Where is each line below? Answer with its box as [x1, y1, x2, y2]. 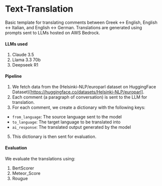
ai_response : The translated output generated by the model [12, 124, 131, 130]
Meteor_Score [12, 170, 40, 176]
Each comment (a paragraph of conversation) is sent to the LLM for [12, 94, 147, 100]
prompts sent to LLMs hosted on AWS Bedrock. [5, 30, 100, 35]
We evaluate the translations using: [5, 155, 75, 161]
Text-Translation [5, 3, 73, 15]
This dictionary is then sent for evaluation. [12, 134, 96, 139]
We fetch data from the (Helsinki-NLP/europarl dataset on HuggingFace [12, 84, 157, 90]
